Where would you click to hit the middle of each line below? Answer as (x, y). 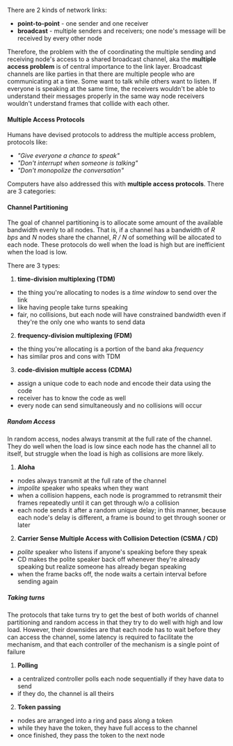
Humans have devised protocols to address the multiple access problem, (112, 135)
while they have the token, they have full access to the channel (107, 728)
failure (16, 652)
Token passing (39, 707)
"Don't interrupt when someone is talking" (78, 163)
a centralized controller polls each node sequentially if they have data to (121, 679)
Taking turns (26, 597)
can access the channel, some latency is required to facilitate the (100, 637)
